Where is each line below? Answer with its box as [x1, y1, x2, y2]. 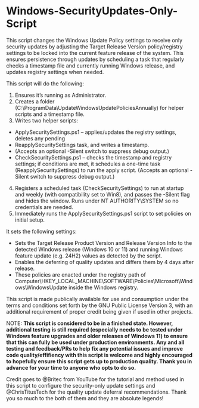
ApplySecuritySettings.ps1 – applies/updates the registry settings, [14, 128, 177, 136]
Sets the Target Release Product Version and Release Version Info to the [14, 239, 192, 246]
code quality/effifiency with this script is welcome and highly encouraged [6, 351, 192, 358]
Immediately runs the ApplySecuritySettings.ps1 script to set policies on [14, 210, 192, 217]
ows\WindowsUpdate [14, 284, 67, 291]
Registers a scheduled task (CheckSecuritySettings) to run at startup [14, 184, 184, 192]
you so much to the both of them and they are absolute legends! [6, 394, 164, 401]
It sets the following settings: [6, 228, 77, 235]
